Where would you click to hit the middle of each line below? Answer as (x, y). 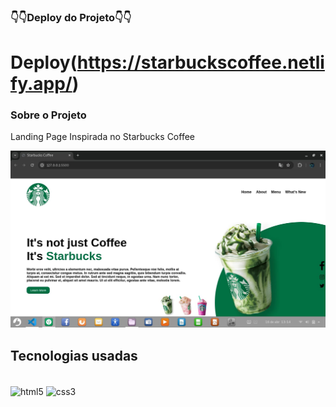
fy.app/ (41, 84)
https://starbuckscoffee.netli (200, 62)
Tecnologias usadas (74, 355)
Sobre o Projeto (48, 115)
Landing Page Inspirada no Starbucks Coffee (102, 137)
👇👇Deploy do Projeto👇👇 (71, 17)
